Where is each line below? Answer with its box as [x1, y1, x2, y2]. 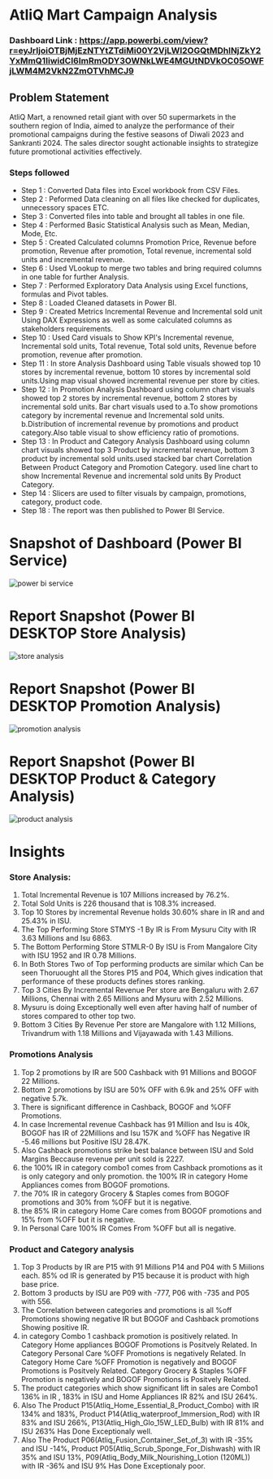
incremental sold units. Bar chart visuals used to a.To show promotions [20, 402, 258, 412]
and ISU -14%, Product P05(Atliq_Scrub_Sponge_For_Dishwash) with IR [20, 1444, 261, 1454]
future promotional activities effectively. [9, 147, 142, 156]
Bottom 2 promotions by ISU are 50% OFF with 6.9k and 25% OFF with [20, 1085, 259, 1095]
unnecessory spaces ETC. [20, 203, 110, 213]
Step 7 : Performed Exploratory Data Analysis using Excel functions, [20, 281, 249, 291]
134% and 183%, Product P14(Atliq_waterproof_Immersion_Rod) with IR [20, 1409, 261, 1419]
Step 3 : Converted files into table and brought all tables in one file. [20, 212, 245, 222]
